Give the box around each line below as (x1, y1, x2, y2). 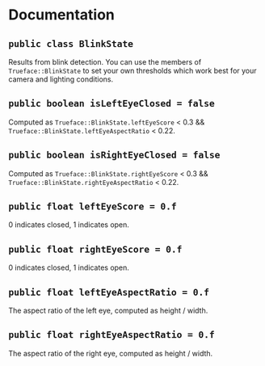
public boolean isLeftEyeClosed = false (8, 98, 216, 110)
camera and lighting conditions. (8, 74, 114, 84)
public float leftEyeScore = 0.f (8, 200, 178, 212)
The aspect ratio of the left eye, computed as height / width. (8, 305, 208, 316)
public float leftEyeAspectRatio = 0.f (8, 286, 210, 298)
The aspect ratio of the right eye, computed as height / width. (8, 348, 213, 358)
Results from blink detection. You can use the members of (8, 57, 202, 66)
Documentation (8, 6, 116, 24)
